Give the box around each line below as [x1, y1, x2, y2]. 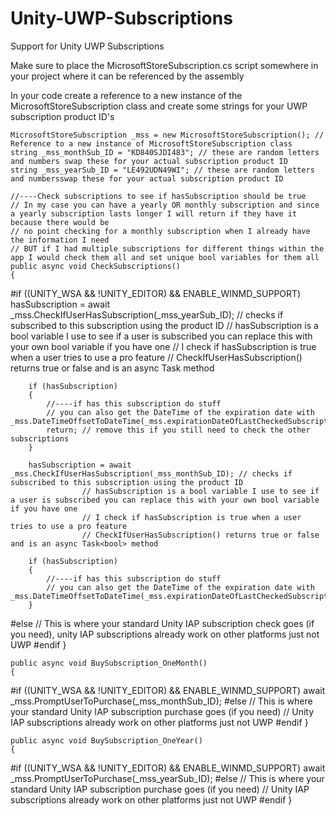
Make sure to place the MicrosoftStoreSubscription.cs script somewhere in [10, 59, 319, 71]
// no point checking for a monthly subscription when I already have [10, 226, 311, 236]
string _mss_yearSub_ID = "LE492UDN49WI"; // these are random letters [10, 165, 315, 175]
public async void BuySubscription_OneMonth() [10, 658, 208, 668]
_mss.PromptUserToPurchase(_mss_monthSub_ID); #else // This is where [10, 695, 313, 707]
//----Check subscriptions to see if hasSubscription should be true [10, 191, 307, 201]
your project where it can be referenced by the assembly [10, 70, 245, 82]
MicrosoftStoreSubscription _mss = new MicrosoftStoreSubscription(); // [10, 130, 325, 140]
